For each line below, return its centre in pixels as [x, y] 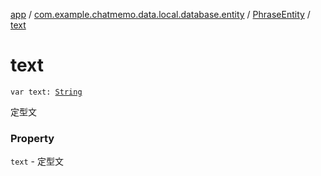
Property [32, 138]
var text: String [46, 92]
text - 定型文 [37, 161]
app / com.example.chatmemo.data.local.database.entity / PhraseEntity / [160, 14]
